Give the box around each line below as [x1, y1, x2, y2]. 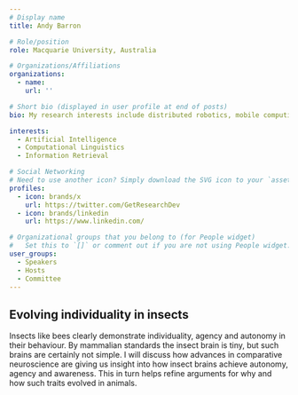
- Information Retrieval [17, 152, 109, 161]
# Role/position [9, 37, 69, 46]
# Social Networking [9, 168, 86, 177]
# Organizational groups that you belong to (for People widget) [9, 233, 255, 242]
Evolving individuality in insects [9, 307, 189, 322]
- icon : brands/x [17, 192, 82, 201]
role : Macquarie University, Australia [9, 45, 157, 54]
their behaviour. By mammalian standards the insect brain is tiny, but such [9, 340, 279, 351]
